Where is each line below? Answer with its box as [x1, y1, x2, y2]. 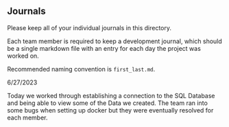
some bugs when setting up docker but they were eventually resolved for [7, 106, 214, 114]
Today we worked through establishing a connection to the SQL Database [7, 91, 215, 100]
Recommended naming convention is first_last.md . [7, 65, 156, 73]
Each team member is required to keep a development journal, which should [7, 37, 223, 45]
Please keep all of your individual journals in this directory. [7, 23, 172, 32]
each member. [7, 113, 48, 122]
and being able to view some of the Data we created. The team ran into [7, 99, 208, 107]
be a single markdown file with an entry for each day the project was [7, 44, 201, 52]
